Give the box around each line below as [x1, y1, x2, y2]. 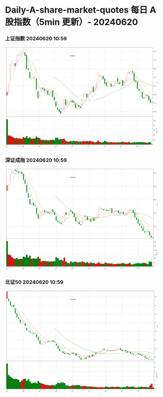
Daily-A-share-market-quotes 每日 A [5, 4, 157, 16]
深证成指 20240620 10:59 [5, 157, 67, 163]
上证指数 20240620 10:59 [5, 35, 67, 42]
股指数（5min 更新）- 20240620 [5, 17, 138, 28]
